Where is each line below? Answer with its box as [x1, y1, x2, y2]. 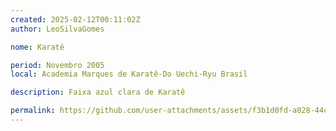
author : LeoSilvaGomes [10, 24, 105, 34]
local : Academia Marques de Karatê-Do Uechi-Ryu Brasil [10, 69, 248, 80]
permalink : [10, 106, 56, 116]
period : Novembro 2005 [10, 60, 105, 70]
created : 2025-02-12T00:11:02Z [10, 14, 141, 25]
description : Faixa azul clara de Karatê [10, 87, 186, 98]
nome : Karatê [10, 42, 65, 52]
